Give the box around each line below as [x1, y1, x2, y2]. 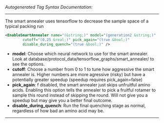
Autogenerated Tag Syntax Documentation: [5, 4, 93, 10]
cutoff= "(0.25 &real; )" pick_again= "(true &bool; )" [22, 37, 130, 42]
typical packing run [5, 23, 44, 29]
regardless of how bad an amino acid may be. [12, 107, 104, 114]
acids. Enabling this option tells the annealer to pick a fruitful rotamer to [12, 87, 156, 93]
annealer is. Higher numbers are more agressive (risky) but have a [12, 71, 145, 77]
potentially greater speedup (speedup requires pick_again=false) [12, 77, 143, 82]
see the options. [12, 61, 45, 67]
